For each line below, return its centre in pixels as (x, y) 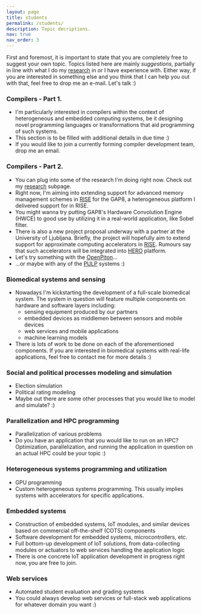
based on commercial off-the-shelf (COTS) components (85, 531)
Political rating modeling (45, 393)
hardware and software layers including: (65, 305)
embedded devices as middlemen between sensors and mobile (103, 318)
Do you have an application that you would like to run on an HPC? (97, 440)
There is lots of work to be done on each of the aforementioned (94, 344)
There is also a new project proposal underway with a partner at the (100, 231)
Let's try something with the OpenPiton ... (66, 257)
